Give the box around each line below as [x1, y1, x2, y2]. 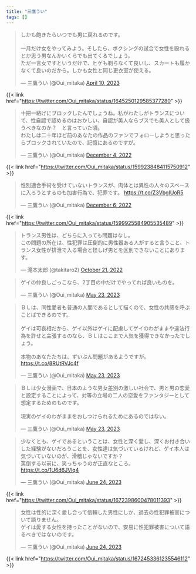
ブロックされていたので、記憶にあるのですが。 [25, 139, 139, 146]
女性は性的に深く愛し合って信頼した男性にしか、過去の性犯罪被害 [20, 509, 180, 516]
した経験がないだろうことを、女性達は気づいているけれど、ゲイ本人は [20, 445, 190, 452]
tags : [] [6, 14, 28, 20]
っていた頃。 [72, 124, 103, 131]
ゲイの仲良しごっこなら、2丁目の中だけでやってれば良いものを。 [20, 278, 178, 286]
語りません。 [31, 516, 62, 523]
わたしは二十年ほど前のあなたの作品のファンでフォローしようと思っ [20, 131, 185, 138]
